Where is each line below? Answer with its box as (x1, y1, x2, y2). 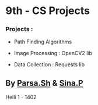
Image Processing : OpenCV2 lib (13, 50, 93, 57)
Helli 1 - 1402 (5, 94, 37, 101)
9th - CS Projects (5, 4, 90, 18)
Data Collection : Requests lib (13, 61, 85, 68)
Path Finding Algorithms (13, 38, 72, 45)
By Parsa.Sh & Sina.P (5, 78, 83, 88)
